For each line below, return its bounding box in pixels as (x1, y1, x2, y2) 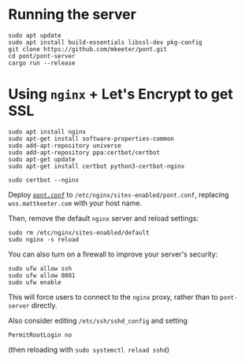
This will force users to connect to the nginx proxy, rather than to (8, 292, 218, 301)
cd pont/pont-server (8, 52, 76, 60)
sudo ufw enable (8, 278, 61, 286)
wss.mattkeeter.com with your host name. (8, 198, 143, 208)
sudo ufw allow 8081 (8, 271, 76, 279)
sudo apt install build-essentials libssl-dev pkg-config (8, 38, 202, 46)
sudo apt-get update (8, 155, 76, 163)
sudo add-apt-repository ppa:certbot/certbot (8, 148, 160, 157)
